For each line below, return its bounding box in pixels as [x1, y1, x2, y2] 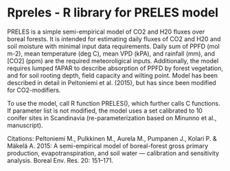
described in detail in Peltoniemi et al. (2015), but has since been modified [7, 78, 216, 87]
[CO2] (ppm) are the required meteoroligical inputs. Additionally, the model [7, 56, 219, 65]
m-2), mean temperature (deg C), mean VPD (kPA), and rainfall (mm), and [7, 49, 215, 58]
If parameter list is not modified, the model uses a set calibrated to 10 [7, 106, 203, 115]
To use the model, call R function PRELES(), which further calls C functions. [7, 99, 221, 107]
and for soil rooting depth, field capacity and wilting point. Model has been [7, 71, 218, 80]
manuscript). [7, 121, 43, 129]
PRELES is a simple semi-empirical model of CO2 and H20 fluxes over [7, 27, 205, 36]
